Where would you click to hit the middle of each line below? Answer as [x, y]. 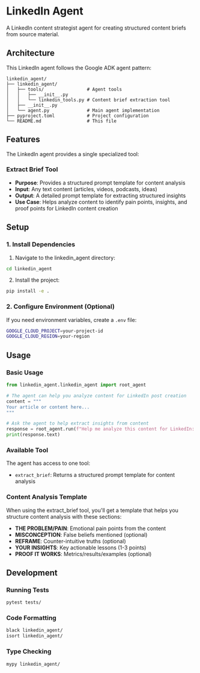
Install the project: [37, 280]
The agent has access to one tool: [48, 463]
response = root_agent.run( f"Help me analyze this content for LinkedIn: [101, 429]
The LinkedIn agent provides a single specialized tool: [73, 154]
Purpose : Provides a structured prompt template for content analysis [100, 183]
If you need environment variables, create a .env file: [71, 320]
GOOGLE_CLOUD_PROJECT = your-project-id [55, 331]
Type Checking [29, 651]
